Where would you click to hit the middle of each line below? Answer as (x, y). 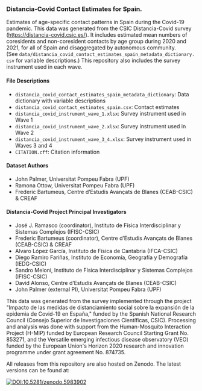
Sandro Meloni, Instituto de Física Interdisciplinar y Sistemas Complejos (104, 270)
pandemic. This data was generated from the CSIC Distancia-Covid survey (99, 28)
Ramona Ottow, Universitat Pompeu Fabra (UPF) (75, 185)
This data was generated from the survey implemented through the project (99, 301)
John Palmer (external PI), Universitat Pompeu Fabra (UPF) (88, 289)
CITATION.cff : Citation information (57, 152)
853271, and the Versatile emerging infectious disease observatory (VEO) (97, 339)
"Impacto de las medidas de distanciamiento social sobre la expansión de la (100, 307)
